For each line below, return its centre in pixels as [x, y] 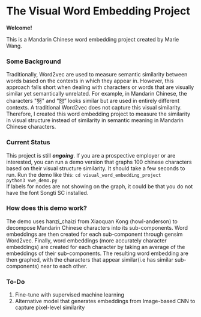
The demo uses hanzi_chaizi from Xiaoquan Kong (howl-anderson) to [92, 221]
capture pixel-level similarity [50, 307]
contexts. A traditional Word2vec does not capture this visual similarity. [94, 108]
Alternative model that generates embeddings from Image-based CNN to [105, 301]
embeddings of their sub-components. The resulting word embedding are [97, 253]
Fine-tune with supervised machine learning [70, 295]
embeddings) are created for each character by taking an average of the [96, 247]
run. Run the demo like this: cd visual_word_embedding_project [84, 174]
